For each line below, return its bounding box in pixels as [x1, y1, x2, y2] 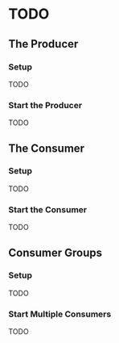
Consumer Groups [8, 245, 103, 259]
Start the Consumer [8, 203, 87, 215]
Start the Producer [8, 99, 83, 111]
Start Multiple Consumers [8, 308, 112, 320]
